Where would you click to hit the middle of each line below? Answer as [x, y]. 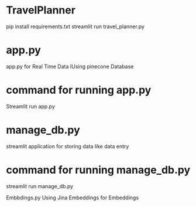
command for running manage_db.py [98, 170]
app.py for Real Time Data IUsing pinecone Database [70, 66]
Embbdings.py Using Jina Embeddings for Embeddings [73, 198]
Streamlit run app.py [31, 106]
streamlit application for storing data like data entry [68, 146]
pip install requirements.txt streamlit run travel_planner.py [75, 26]
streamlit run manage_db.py [40, 186]
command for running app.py [79, 90]
